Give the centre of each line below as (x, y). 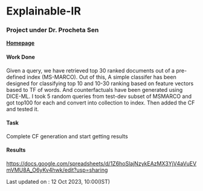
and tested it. (23, 109)
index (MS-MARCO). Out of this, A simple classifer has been (101, 77)
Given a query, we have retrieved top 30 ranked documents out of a (91, 70)
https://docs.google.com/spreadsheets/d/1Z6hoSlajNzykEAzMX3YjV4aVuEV (101, 164)
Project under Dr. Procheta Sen (53, 30)
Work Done (21, 57)
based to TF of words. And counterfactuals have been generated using (95, 89)
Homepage (21, 43)
